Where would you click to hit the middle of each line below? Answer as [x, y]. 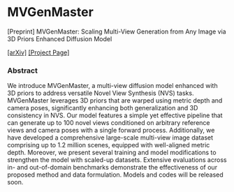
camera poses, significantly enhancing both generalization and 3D [103, 108]
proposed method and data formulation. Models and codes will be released [115, 175]
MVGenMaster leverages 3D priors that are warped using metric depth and [115, 101]
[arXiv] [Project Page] [38, 52]
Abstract [23, 71]
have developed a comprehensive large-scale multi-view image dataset [110, 138]
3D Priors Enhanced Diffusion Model [60, 38]
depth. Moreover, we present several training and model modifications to [112, 153]
